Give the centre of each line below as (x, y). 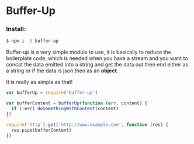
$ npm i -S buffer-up (32, 41)
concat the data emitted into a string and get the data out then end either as (97, 65)
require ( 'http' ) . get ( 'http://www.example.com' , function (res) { (87, 124)
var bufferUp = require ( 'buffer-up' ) (52, 93)
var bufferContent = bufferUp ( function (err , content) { (77, 103)
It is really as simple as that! (39, 82)
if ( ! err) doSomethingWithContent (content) (65, 109)
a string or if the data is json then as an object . (62, 71)
